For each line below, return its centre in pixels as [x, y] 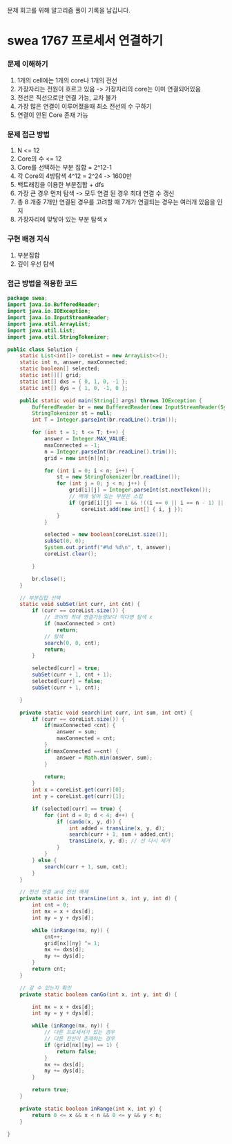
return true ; [51, 1090]
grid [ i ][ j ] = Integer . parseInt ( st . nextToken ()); [140, 490]
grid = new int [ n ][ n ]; [77, 458]
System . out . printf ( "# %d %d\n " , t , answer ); [107, 548]
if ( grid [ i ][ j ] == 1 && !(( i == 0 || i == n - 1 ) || [146, 503]
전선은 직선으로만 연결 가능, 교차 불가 [67, 98]
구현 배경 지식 [29, 239]
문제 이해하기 [28, 64]
